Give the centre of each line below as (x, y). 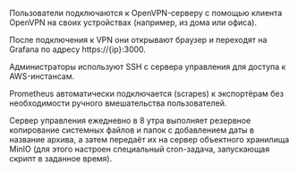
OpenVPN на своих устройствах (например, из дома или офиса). (133, 22)
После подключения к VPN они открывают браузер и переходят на (138, 40)
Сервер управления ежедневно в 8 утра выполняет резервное (130, 121)
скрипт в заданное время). (61, 159)
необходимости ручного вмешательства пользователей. (118, 103)
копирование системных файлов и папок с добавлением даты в (132, 130)
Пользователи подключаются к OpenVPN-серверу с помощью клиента (146, 13)
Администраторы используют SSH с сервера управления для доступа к (148, 67)
